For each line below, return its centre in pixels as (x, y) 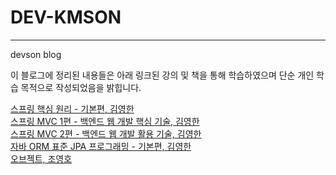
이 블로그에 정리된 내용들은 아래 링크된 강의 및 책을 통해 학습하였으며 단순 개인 (162, 75)
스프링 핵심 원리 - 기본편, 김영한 (72, 108)
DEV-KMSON (66, 17)
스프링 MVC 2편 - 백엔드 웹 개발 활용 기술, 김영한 (106, 133)
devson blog (36, 54)
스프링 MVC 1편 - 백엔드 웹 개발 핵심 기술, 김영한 (105, 121)
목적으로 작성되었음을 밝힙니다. (81, 87)
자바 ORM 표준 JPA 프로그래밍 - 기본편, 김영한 (101, 146)
